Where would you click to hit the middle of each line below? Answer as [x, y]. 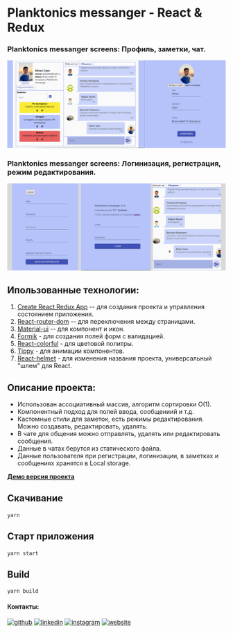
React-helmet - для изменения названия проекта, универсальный [114, 358]
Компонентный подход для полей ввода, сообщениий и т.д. [105, 411]
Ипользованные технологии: [74, 290]
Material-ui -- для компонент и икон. [71, 329]
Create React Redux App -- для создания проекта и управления [111, 307]
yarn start [23, 553]
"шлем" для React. [45, 366]
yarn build [23, 591]
